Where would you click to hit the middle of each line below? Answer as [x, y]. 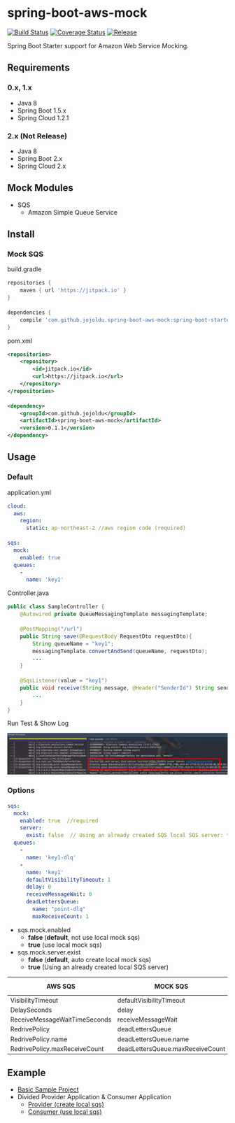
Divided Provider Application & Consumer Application [94, 1097]
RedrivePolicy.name [39, 1039]
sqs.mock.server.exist [49, 952]
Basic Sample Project [48, 1089]
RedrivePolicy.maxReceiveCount [57, 1049]
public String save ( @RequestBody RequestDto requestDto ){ [106, 636]
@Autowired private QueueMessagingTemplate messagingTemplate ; [114, 614]
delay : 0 [38, 887]
